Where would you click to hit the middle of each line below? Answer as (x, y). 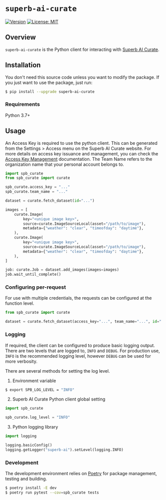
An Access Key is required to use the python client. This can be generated (82, 143)
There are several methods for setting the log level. (58, 371)
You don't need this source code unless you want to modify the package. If (82, 77)
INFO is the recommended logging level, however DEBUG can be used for (78, 356)
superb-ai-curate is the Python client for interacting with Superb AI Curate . (82, 49)
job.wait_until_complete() (33, 274)
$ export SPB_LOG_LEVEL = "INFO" (40, 390)
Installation (23, 65)
